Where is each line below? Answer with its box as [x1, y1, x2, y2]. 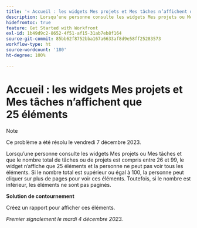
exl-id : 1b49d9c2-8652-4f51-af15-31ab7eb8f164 [6, 31, 122, 36]
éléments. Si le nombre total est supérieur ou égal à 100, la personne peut [6, 169, 184, 176]
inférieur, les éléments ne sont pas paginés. [6, 181, 111, 188]
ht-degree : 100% [6, 52, 46, 58]
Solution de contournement [6, 192, 74, 200]
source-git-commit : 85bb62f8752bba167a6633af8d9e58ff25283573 [6, 36, 161, 42]
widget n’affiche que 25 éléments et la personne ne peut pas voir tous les [6, 162, 184, 169]
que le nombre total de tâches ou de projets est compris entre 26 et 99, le [6, 156, 185, 163]
